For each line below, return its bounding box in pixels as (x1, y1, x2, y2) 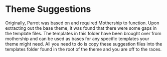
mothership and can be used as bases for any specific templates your (5, 36, 149, 42)
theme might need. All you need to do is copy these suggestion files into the (5, 41, 162, 47)
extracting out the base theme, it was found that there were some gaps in (5, 25, 157, 31)
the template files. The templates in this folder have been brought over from (5, 30, 161, 36)
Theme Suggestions (5, 3, 91, 15)
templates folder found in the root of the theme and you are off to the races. (5, 46, 162, 52)
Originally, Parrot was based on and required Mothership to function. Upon (5, 20, 159, 26)
